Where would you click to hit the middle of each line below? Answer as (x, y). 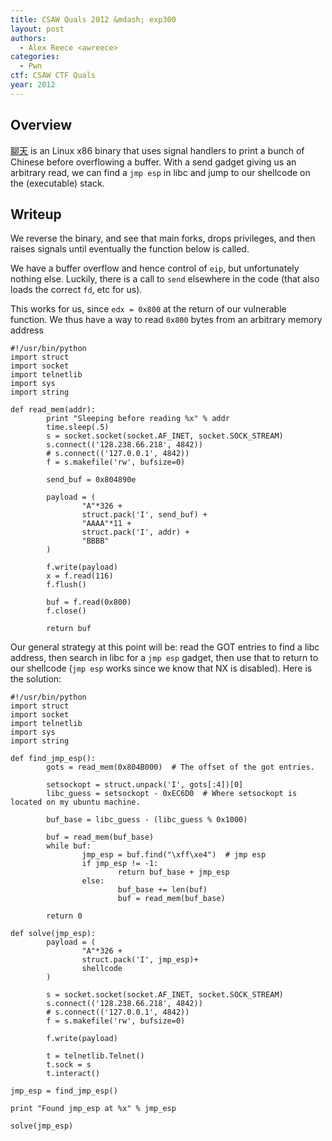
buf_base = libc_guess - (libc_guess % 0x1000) (147, 820)
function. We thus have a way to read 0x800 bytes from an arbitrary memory (166, 320)
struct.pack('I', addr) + (135, 532)
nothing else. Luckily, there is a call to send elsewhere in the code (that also (165, 279)
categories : (35, 57)
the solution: (36, 679)
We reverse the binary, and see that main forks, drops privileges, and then (163, 238)
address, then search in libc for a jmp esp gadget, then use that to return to (164, 658)
